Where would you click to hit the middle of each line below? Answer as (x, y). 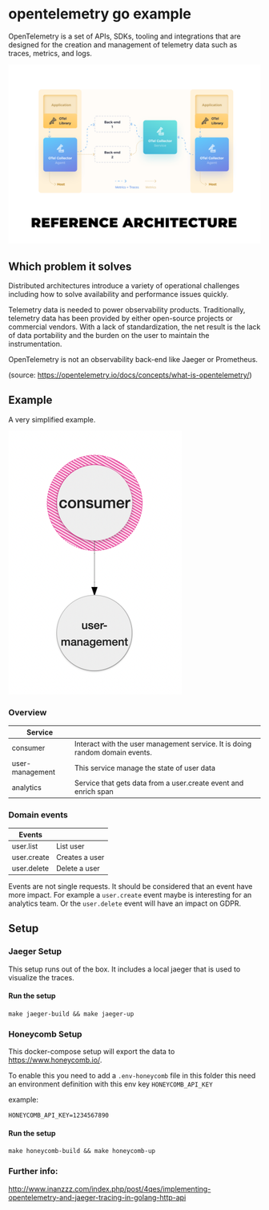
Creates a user (80, 858)
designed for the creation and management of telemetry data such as (123, 44)
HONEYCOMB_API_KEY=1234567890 (59, 1116)
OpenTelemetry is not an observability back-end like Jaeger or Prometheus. (133, 360)
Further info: (33, 1171)
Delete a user (78, 869)
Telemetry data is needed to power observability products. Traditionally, (127, 310)
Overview (28, 712)
